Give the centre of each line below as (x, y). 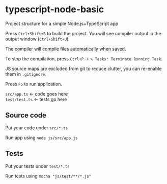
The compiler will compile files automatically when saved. (66, 49)
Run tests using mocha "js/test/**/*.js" (48, 176)
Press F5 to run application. (34, 84)
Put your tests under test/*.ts (37, 166)
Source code (26, 115)
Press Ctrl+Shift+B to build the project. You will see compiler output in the (83, 33)
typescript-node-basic (55, 9)
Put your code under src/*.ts (37, 128)
